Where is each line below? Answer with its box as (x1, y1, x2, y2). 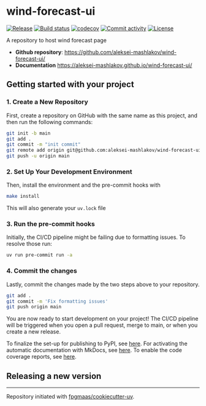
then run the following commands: (6, 118, 93, 125)
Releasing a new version (6, 370, 102, 381)
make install (6, 193, 40, 200)
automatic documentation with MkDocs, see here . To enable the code (6, 346, 182, 354)
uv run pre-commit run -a (6, 252, 72, 259)
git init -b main (6, 130, 51, 136)
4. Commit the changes (6, 267, 78, 275)
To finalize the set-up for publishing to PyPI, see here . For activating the (6, 340, 188, 348)
